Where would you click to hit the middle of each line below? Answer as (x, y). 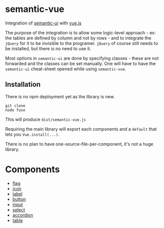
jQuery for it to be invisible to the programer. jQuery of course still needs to (82, 43)
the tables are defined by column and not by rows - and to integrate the (78, 38)
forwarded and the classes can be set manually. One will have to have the (81, 63)
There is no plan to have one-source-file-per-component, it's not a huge (79, 144)
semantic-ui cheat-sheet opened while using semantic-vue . (66, 69)
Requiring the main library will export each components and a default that (81, 129)
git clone (15, 106)
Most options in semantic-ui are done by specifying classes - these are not (82, 58)
